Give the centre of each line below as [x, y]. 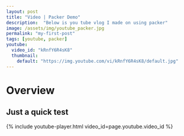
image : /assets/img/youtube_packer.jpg [55, 28]
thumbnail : [25, 56]
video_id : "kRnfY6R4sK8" [42, 50]
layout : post [22, 12]
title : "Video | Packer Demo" [43, 17]
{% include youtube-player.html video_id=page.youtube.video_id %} [90, 126]
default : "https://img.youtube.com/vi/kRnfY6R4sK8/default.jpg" [98, 61]
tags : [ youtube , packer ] [37, 39]
